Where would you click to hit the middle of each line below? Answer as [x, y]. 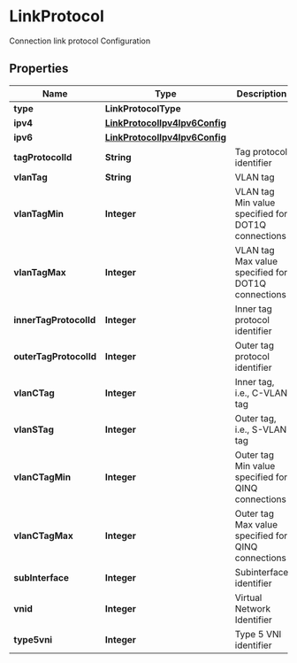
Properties [39, 69]
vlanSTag [34, 429]
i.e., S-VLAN [261, 429]
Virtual [248, 597]
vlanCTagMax [43, 536]
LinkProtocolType [143, 108]
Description [262, 93]
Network [253, 608]
